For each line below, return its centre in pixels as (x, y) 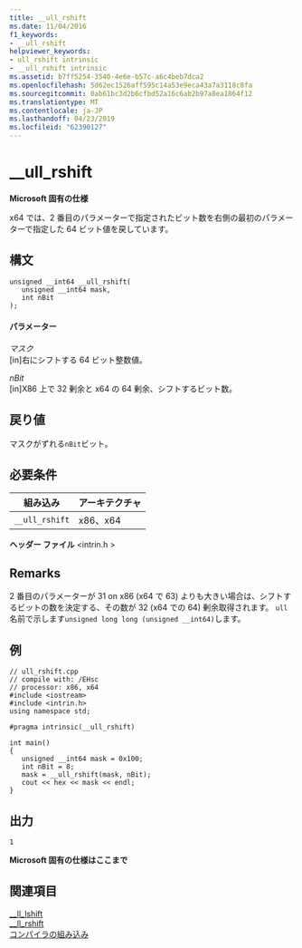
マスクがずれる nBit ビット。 (61, 443)
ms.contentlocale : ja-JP (56, 111)
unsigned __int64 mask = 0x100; (82, 759)
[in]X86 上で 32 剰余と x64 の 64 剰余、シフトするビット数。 (123, 388)
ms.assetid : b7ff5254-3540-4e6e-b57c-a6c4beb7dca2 (107, 77)
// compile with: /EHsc (54, 680)
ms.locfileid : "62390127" (58, 128)
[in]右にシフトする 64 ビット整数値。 (78, 360)
